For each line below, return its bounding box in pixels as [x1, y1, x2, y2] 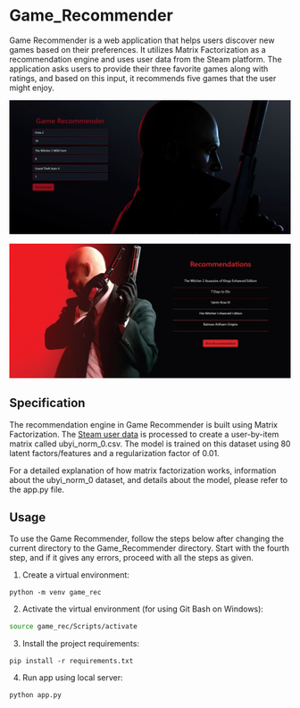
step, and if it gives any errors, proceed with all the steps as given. [9, 553, 254, 563]
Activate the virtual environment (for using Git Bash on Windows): [21, 604, 263, 614]
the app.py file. [9, 484, 65, 495]
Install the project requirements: [21, 638, 140, 649]
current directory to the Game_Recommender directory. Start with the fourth [9, 543, 290, 554]
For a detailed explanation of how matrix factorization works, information [9, 465, 277, 476]
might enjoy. [9, 82, 55, 93]
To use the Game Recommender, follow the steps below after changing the [9, 533, 284, 545]
